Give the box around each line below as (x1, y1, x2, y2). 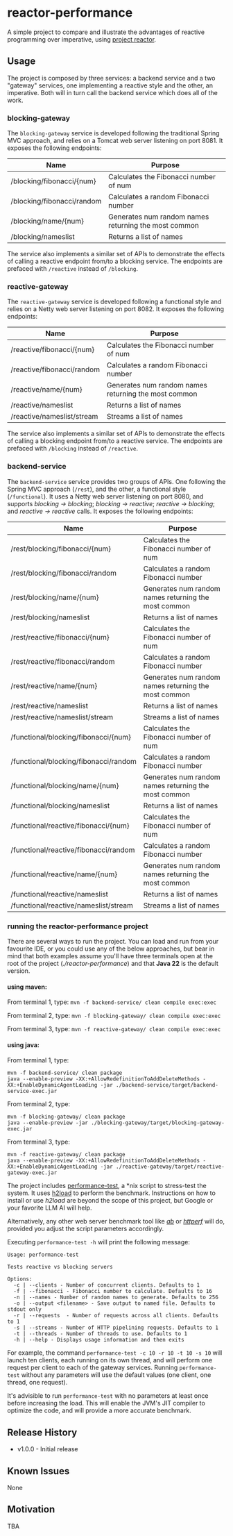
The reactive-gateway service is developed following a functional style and (7, 297, 222, 306)
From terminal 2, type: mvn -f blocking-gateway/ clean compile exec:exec (7, 1012, 221, 1020)
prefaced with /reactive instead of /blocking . (7, 265, 139, 273)
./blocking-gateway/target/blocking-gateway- (91, 1119, 225, 1126)
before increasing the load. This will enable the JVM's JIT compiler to (7, 1399, 206, 1408)
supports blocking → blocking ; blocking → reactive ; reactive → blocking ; (7, 499, 215, 508)
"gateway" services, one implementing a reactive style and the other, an (7, 81, 214, 90)
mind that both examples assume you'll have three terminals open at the (7, 951, 214, 960)
